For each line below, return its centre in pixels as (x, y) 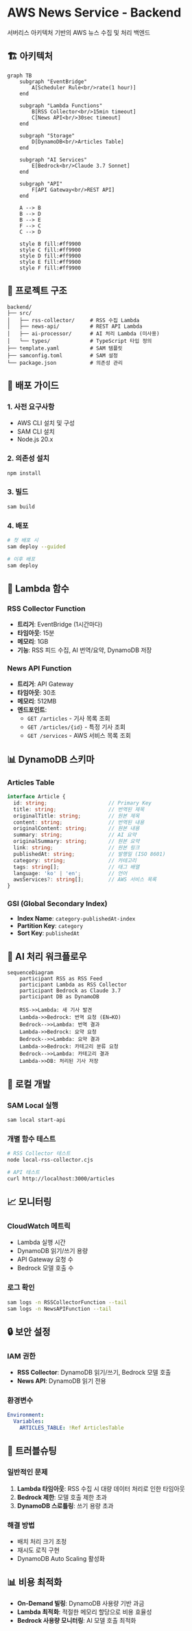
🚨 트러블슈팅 (32, 1451)
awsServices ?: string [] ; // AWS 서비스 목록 (85, 880)
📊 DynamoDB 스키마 (51, 760)
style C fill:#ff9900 (50, 250)
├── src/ (20, 313)
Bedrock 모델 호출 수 (45, 1268)
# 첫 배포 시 (23, 540)
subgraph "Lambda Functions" (61, 105)
